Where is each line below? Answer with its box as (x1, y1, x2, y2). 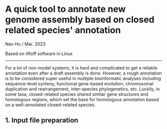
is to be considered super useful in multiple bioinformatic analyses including (5, 75, 162, 81)
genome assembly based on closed (5, 14, 155, 25)
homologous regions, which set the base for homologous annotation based (5, 96, 159, 102)
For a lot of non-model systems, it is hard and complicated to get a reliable (5, 64, 158, 70)
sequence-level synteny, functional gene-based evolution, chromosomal (5, 80, 154, 86)
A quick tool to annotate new (5, 3, 126, 15)
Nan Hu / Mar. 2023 (5, 41, 46, 47)
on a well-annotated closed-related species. (5, 102, 96, 108)
